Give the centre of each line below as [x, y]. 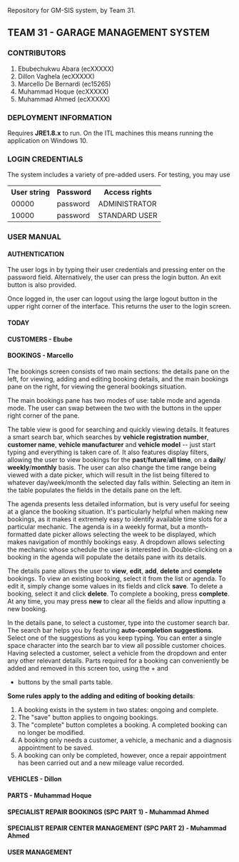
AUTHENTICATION [36, 254]
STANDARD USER [128, 216]
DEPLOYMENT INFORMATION [60, 117]
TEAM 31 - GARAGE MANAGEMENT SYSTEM [109, 32]
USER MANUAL [35, 237]
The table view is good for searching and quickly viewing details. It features [118, 429]
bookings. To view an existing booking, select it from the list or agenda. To [117, 578]
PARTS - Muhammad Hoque [50, 795]
